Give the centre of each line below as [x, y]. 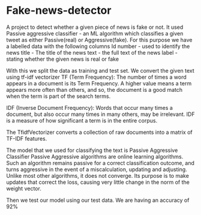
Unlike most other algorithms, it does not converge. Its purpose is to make [97, 175]
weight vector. [24, 188]
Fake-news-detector [59, 11]
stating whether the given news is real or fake [62, 59]
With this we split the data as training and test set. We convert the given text [100, 70]
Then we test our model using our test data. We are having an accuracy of [98, 200]
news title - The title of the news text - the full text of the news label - [92, 52]
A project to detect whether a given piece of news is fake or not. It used [95, 27]
